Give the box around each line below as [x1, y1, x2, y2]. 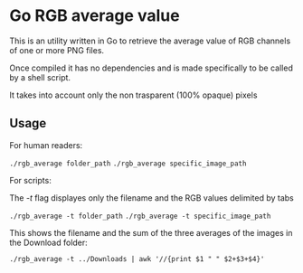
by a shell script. [9, 71, 71, 82]
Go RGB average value [9, 5, 180, 26]
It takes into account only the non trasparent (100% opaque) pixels [9, 89, 258, 100]
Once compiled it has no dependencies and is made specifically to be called [9, 62, 294, 73]
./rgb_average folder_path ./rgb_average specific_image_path [9, 159, 247, 168]
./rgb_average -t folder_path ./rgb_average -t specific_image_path [9, 212, 271, 221]
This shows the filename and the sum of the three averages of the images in [9, 227, 293, 238]
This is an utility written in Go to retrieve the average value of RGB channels [9, 35, 291, 46]
